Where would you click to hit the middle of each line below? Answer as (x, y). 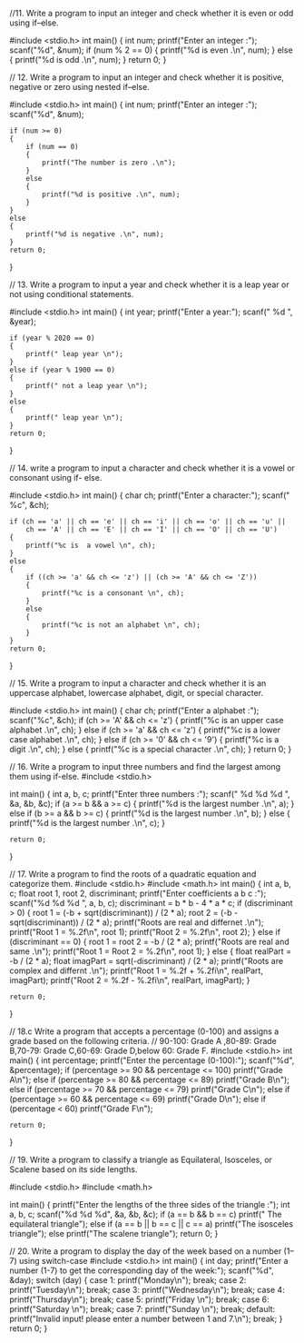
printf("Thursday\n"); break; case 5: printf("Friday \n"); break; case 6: (139, 1299)
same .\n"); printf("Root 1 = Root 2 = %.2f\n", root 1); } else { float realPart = (151, 951)
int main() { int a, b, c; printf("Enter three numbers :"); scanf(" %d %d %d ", (150, 794)
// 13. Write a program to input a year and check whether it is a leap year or (149, 284)
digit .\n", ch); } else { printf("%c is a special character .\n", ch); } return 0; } (151, 749)
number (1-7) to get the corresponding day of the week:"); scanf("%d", (142, 1270)
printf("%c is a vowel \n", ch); (91, 545)
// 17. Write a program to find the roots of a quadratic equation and (133, 874)
